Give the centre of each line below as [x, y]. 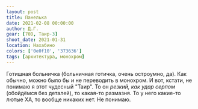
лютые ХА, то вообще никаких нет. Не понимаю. [69, 99]
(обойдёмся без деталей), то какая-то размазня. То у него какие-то [94, 93]
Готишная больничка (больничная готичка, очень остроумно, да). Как [97, 73]
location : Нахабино [31, 46]
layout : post [23, 12]
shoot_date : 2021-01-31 [36, 40]
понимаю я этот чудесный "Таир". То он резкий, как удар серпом [91, 86]
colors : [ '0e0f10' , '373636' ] [44, 51]
